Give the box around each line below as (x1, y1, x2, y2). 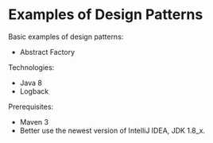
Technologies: (8, 62, 55, 72)
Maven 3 (19, 117, 49, 126)
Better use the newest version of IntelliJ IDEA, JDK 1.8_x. (19, 126, 205, 135)
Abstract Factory (19, 47, 76, 56)
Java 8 (19, 78, 42, 87)
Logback (19, 86, 49, 96)
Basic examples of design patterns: (8, 32, 124, 41)
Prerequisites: (8, 102, 54, 111)
